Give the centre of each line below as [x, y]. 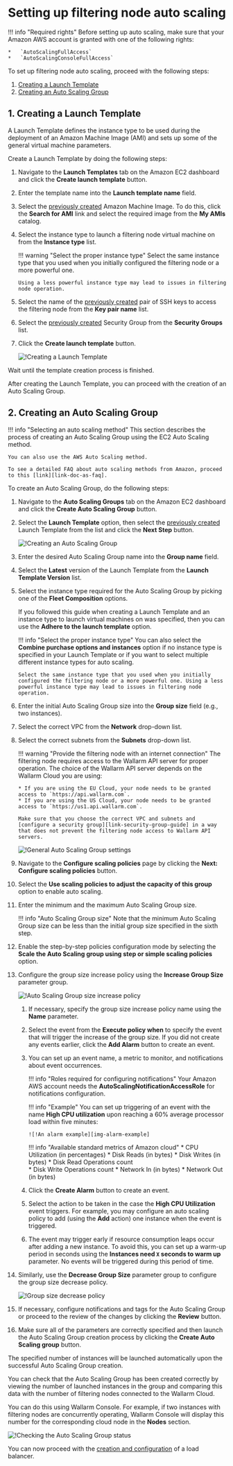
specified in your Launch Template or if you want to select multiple [113, 654]
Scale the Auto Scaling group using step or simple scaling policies [115, 954]
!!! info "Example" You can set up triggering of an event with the [119, 1107]
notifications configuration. [67, 1093]
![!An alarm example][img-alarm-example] [89, 1134]
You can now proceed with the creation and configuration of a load [104, 1449]
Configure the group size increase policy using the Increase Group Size [121, 974]
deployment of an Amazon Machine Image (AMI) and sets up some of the [113, 137]
